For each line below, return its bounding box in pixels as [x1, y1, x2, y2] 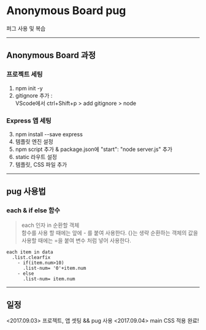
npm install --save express [15, 130, 83, 138]
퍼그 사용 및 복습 [6, 25, 46, 32]
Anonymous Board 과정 [6, 50, 96, 61]
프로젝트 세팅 [6, 70, 43, 79]
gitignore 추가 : [15, 91, 53, 99]
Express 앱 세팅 [6, 116, 51, 125]
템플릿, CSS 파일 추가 [15, 161, 67, 168]
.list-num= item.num [22, 275, 75, 282]
